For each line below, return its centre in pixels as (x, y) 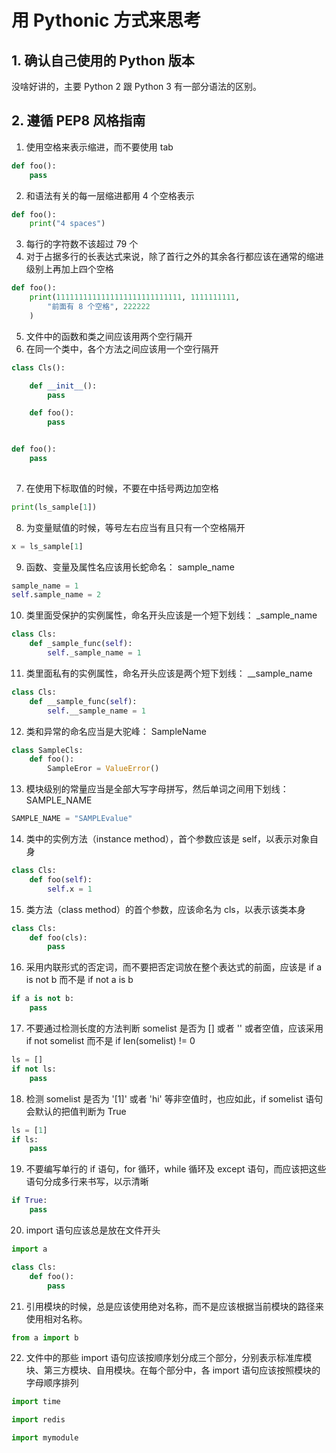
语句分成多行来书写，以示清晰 (87, 1182)
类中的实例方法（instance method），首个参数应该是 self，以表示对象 (168, 839)
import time (36, 1402)
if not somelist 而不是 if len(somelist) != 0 (110, 1041)
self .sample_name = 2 (56, 595)
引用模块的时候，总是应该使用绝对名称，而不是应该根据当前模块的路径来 (174, 1306)
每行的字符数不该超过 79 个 (82, 244)
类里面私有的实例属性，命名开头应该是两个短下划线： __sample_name (169, 673)
